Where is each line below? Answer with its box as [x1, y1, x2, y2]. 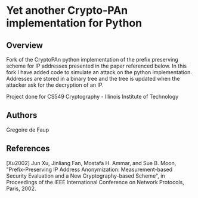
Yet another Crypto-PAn [6, 4, 128, 17]
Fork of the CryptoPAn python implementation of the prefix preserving [6, 56, 179, 63]
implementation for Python [6, 16, 143, 30]
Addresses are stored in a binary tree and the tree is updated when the [6, 75, 180, 82]
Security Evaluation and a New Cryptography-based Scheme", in [6, 172, 165, 179]
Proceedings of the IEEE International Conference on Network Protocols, [6, 178, 184, 185]
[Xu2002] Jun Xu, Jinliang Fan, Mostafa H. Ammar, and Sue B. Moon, [6, 159, 177, 166]
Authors [6, 110, 38, 120]
